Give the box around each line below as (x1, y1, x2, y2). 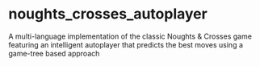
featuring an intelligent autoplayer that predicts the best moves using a (8, 39, 244, 49)
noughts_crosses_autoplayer (8, 5, 208, 23)
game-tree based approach (8, 48, 100, 58)
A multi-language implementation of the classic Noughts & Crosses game (8, 31, 253, 41)
